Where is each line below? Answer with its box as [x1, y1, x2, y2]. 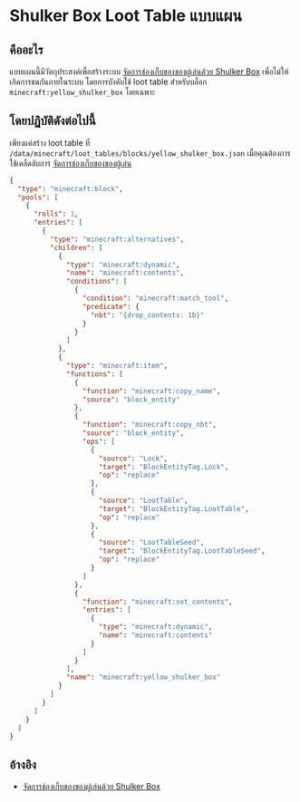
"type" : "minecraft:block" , [17, 184, 124, 193]
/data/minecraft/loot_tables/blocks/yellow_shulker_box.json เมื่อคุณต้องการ [9, 147, 292, 159]
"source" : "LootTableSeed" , [98, 538, 205, 547]
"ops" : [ [82, 437, 116, 446]
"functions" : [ [66, 369, 124, 379]
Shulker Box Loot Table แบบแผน [9, 5, 243, 26]
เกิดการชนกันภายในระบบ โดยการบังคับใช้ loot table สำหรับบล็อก [9, 76, 208, 87]
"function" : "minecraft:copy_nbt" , [82, 420, 218, 430]
